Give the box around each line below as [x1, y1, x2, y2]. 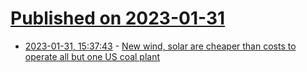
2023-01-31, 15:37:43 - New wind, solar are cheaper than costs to [24, 40, 297, 52]
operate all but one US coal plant [24, 50, 161, 62]
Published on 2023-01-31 [10, 7, 226, 30]
